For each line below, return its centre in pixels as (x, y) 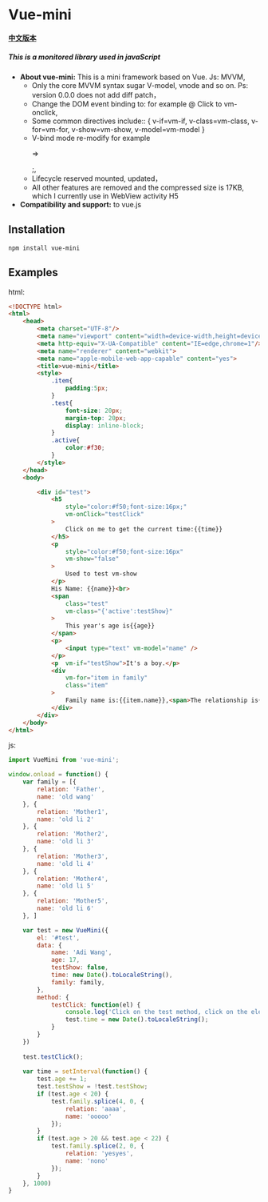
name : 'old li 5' (65, 886)
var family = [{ (50, 782)
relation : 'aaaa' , (96, 1109)
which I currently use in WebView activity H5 (105, 196)
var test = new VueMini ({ (66, 930)
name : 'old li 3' (65, 842)
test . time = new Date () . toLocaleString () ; (137, 1020)
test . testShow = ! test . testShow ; (93, 1087)
